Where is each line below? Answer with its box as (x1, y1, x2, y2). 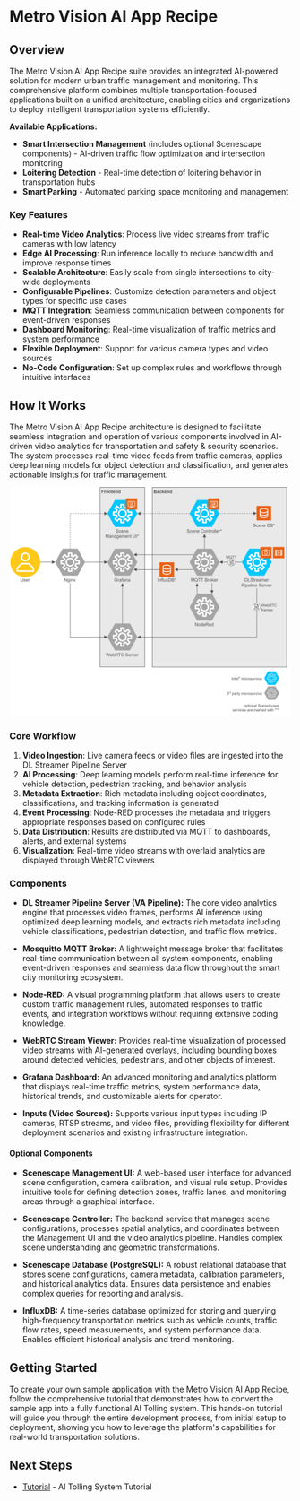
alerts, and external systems (21, 836, 127, 846)
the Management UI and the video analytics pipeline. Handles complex (21, 1233, 284, 1244)
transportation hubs (21, 177, 96, 187)
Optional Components (9, 1148, 93, 1158)
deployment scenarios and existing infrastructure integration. (21, 1127, 248, 1138)
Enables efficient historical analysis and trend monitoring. (21, 1334, 235, 1345)
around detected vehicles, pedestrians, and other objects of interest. (21, 1054, 276, 1065)
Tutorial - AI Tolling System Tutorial (21, 1481, 152, 1492)
